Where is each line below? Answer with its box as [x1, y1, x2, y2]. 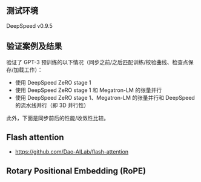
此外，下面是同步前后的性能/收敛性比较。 [6, 114, 110, 122]
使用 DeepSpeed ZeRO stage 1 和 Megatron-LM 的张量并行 [15, 86, 162, 94]
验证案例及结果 [6, 41, 62, 51]
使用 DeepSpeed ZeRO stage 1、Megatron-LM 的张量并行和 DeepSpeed [15, 94, 195, 101]
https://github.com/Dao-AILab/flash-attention [15, 148, 129, 155]
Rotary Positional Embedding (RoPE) [6, 166, 147, 176]
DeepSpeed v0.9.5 [6, 22, 53, 29]
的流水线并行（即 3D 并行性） [15, 102, 90, 109]
